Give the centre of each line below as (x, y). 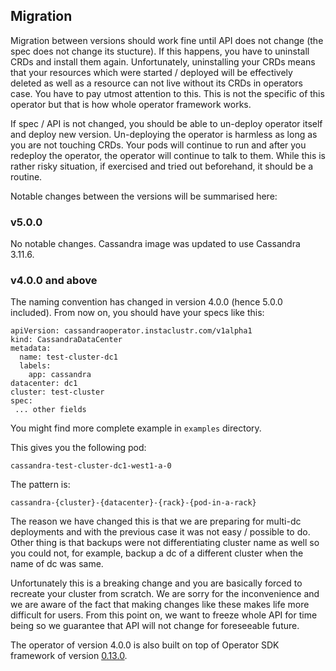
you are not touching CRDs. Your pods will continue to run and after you (158, 145)
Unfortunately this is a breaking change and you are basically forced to (156, 583)
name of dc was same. (57, 564)
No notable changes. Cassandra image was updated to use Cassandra (155, 244)
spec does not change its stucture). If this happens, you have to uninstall (160, 51)
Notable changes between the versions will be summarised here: (144, 196)
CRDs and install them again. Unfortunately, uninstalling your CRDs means (163, 61)
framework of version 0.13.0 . (69, 656)
